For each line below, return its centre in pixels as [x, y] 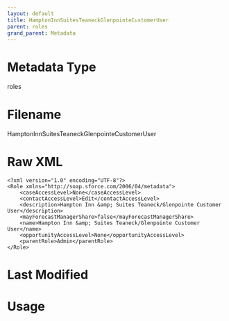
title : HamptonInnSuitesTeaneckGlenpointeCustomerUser [88, 20]
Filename [34, 115]
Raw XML [35, 162]
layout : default [31, 14]
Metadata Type [52, 67]
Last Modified [48, 275]
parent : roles [28, 26]
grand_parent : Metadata [42, 33]
